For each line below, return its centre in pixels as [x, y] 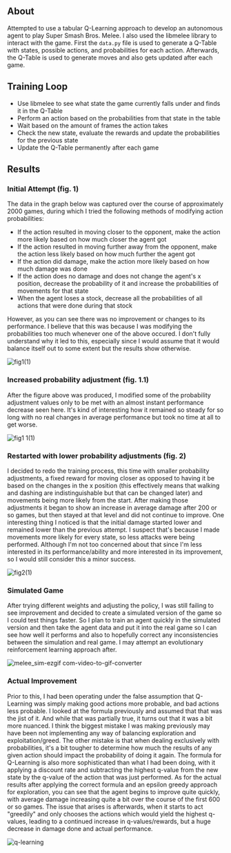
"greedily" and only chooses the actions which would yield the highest [107, 814]
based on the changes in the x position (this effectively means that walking [113, 485]
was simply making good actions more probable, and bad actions [127, 703]
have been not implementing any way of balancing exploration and [102, 733]
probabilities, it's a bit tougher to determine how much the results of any [110, 748]
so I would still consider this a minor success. [72, 559]
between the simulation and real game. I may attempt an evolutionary [105, 643]
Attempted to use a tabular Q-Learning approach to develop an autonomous [115, 28]
